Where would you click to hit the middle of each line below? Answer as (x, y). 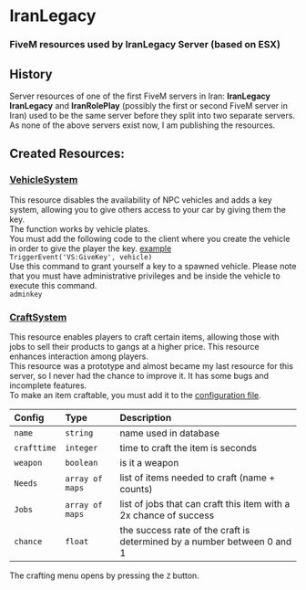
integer (82, 448)
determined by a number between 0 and (206, 542)
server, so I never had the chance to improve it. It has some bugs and (139, 375)
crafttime (35, 448)
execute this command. (53, 285)
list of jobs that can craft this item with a (205, 503)
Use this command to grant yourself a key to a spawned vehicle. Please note (153, 266)
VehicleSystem (44, 180)
